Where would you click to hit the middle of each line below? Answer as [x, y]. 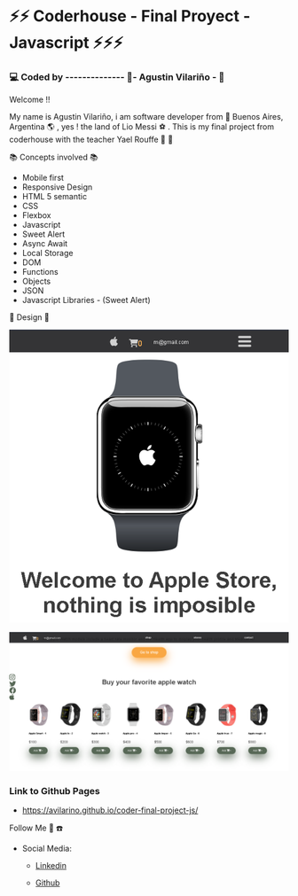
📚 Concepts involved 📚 [54, 157]
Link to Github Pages [55, 791]
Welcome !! [30, 100]
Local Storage [47, 253]
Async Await [45, 244]
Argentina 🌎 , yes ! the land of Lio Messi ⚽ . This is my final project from [142, 127]
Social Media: [47, 849]
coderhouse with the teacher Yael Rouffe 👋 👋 [91, 140]
